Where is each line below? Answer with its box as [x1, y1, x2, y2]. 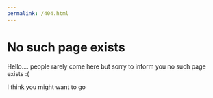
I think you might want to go [7, 83, 86, 91]
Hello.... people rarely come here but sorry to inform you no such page [7, 62, 207, 71]
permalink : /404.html [7, 10, 69, 17]
